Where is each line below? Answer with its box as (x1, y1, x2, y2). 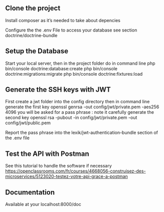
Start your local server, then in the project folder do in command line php (5, 60, 155, 66)
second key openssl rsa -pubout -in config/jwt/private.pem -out (5, 115, 137, 121)
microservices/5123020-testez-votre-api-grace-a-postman (5, 173, 128, 179)
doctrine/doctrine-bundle (5, 32, 58, 38)
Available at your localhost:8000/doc (5, 201, 81, 207)
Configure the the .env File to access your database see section (5, 27, 137, 33)
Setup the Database (5, 47, 69, 56)
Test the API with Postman (5, 149, 89, 158)
